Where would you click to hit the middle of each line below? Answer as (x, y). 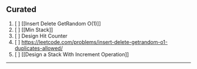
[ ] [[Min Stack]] (34, 30)
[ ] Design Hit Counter (41, 36)
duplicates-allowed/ (39, 48)
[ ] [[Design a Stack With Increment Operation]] (72, 54)
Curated (21, 10)
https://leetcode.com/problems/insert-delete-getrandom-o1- (95, 42)
